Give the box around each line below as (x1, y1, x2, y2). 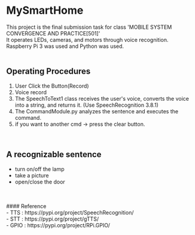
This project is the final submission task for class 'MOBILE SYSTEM (6, 23, 172, 31)
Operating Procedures (6, 67, 91, 77)
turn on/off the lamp (14, 165, 65, 173)
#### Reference (6, 202, 47, 210)
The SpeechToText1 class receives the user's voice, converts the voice (14, 95, 190, 102)
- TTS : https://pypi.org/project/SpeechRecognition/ (6, 209, 134, 216)
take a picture (14, 171, 49, 179)
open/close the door (14, 178, 66, 185)
